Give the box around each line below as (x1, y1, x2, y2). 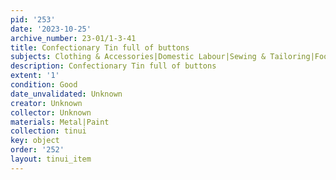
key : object (10, 136, 60, 146)
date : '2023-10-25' (10, 24, 92, 34)
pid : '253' (10, 14, 56, 25)
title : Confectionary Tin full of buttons (10, 42, 190, 53)
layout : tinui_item (10, 154, 92, 164)
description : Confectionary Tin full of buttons (10, 61, 217, 71)
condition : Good (10, 80, 78, 90)
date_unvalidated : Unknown (10, 89, 123, 99)
